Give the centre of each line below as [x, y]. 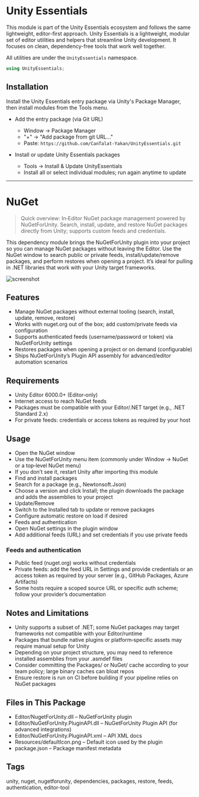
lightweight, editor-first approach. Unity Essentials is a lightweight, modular [98, 33]
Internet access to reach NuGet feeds [60, 401]
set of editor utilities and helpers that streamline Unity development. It [91, 40]
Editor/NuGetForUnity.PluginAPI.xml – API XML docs [78, 735]
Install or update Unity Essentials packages [67, 155]
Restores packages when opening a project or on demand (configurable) [103, 349]
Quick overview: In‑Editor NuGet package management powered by [103, 218]
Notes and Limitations [47, 613]
